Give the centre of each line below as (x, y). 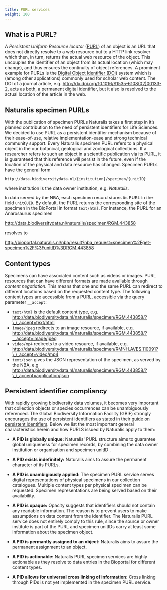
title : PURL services (28, 10)
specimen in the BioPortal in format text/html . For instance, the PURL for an (83, 208)
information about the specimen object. (53, 532)
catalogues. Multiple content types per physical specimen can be (80, 485)
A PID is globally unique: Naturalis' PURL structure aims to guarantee (84, 439)
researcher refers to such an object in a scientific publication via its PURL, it (83, 154)
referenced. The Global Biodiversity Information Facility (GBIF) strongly (78, 413)
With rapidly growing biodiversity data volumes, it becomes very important (82, 403)
